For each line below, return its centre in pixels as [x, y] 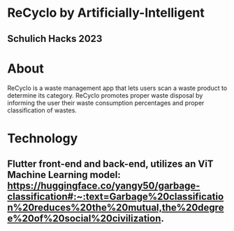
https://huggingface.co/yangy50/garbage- [104, 186]
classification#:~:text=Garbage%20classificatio [116, 197]
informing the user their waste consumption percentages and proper [106, 103]
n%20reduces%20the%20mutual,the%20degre [116, 208]
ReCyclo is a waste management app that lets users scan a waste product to [117, 88]
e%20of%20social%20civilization [84, 219]
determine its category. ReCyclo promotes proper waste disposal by [105, 95]
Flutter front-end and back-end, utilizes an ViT [111, 164]
